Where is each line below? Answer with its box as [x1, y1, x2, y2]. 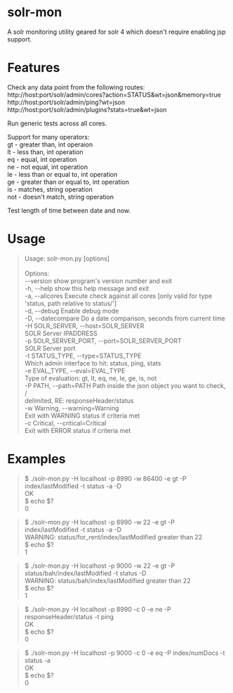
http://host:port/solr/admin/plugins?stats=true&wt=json [7, 105, 167, 113]
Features [7, 60, 60, 76]
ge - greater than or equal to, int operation [7, 177, 130, 186]
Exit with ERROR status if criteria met [24, 426, 131, 435]
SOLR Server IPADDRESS [24, 329, 98, 337]
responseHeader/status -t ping [24, 612, 114, 620]
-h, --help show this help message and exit [24, 284, 149, 292]
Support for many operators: [7, 132, 90, 141]
